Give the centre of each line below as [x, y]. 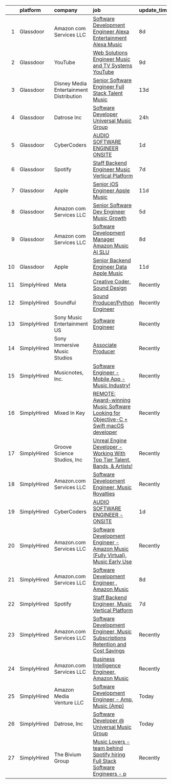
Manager [104, 239]
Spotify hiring [109, 755]
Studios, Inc [68, 460]
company [66, 10]
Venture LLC [69, 703]
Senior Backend [112, 260]
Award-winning [112, 400]
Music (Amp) [109, 706]
